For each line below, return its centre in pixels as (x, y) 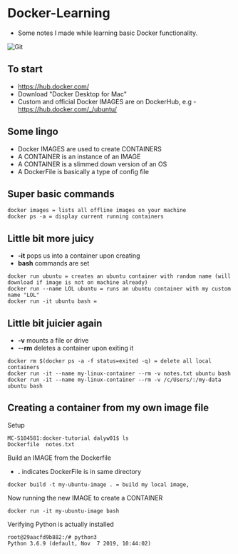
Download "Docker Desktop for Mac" (72, 94)
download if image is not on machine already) (78, 283)
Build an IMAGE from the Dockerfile (59, 458)
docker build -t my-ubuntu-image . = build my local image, (99, 484)
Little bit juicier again (55, 323)
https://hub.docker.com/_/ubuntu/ (67, 109)
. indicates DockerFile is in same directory (79, 471)
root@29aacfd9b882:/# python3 (52, 537)
